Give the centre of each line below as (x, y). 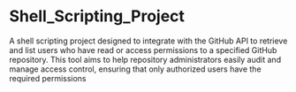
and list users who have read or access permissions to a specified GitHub (143, 50)
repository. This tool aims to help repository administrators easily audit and (145, 59)
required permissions (48, 78)
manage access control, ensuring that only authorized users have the (136, 69)
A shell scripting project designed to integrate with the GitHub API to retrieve (148, 41)
